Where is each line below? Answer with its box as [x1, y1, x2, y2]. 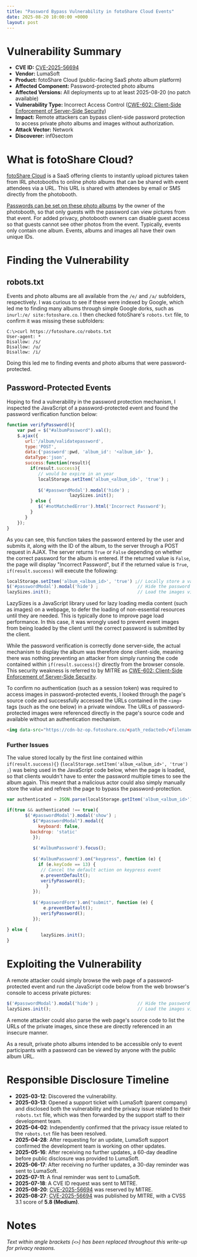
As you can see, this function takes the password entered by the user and [6, 536, 185, 543]
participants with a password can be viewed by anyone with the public [6, 1046, 177, 1053]
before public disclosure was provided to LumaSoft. [15, 1155, 140, 1162]
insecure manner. [6, 1029, 49, 1036]
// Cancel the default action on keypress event [40, 867, 161, 873]
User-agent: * [6, 334, 42, 340]
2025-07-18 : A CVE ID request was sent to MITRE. [15, 1180, 138, 1187]
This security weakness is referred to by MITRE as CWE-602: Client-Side [6, 667, 183, 674]
